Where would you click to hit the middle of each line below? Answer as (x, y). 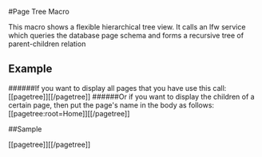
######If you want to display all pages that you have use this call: (117, 88)
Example (30, 69)
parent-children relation (47, 44)
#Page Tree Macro (39, 12)
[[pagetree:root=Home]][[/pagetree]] (69, 113)
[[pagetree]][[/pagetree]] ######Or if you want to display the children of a (131, 96)
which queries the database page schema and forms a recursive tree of (126, 35)
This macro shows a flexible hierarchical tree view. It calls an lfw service (127, 27)
